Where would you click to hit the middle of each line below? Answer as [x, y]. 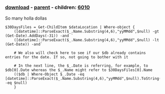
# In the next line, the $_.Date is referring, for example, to [81, 66]
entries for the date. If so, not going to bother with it [67, 57]
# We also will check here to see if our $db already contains [80, 53]
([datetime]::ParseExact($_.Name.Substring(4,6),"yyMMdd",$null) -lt [87, 40]
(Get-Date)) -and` [24, 44]
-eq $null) [16, 83]
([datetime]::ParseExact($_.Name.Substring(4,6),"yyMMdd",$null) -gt [87, 31]
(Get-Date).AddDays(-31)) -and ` [39, 36]
